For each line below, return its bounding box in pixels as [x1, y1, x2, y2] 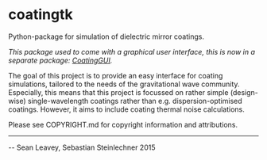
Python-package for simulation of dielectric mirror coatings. [8, 32, 205, 41]
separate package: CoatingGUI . [8, 55, 113, 65]
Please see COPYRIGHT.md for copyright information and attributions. [8, 120, 238, 129]
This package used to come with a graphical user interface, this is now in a [8, 47, 256, 56]
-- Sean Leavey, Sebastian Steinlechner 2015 [8, 143, 156, 152]
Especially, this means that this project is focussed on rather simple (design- [8, 87, 258, 97]
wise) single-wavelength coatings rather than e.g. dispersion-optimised [8, 96, 242, 105]
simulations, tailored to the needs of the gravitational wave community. [8, 79, 240, 89]
